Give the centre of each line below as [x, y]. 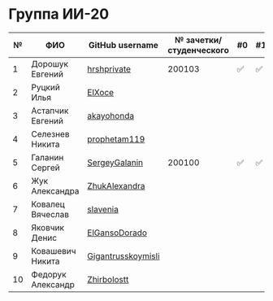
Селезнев [50, 133]
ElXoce [101, 92]
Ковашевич [54, 251]
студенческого [199, 50]
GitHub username [123, 45]
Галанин [48, 157]
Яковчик [48, 227]
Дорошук [50, 63]
